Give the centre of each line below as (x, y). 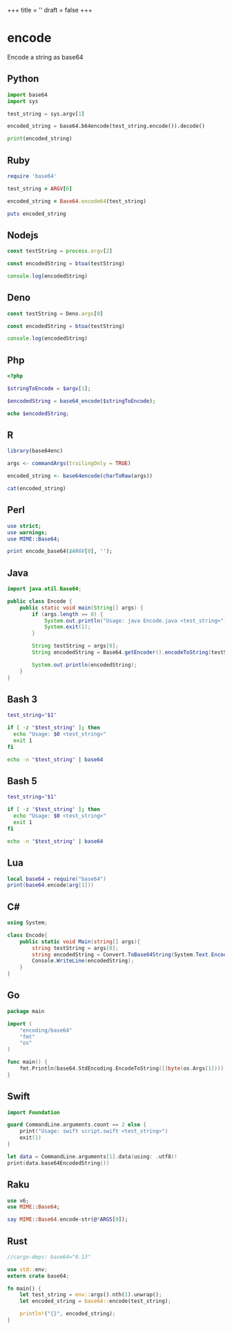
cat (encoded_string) (37, 489)
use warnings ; (28, 532)
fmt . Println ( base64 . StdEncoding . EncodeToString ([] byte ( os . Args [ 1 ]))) (122, 1068)
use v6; (18, 1201)
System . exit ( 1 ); (67, 627)
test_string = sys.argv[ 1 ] (46, 113)
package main (26, 1011)
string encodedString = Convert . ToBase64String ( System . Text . (122, 954)
